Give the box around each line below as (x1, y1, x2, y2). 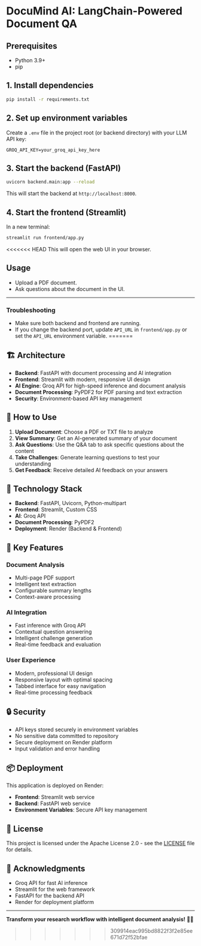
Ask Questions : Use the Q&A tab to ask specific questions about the (14, 441, 184, 448)
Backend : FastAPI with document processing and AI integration (14, 369, 172, 376)
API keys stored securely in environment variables (14, 726, 139, 733)
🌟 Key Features (6, 542, 64, 552)
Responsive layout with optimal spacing (14, 676, 112, 683)
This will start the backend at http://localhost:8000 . (6, 190, 137, 197)
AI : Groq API (14, 512, 46, 519)
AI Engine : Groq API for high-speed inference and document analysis (14, 382, 186, 389)
